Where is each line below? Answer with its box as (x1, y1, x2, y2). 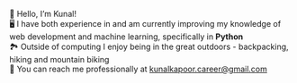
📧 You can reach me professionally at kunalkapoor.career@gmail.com (9, 63, 267, 74)
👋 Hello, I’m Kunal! (9, 9, 76, 19)
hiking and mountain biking (9, 54, 110, 64)
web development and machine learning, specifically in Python (9, 31, 244, 42)
